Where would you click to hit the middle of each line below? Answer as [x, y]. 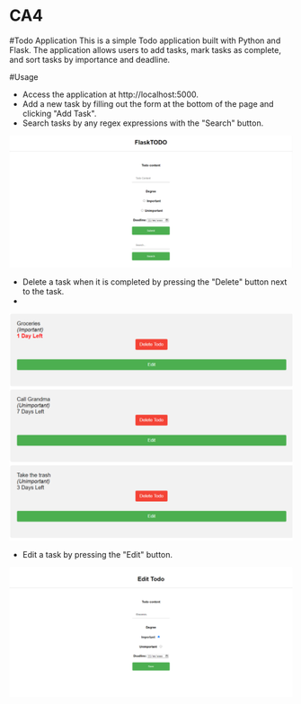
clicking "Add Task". [59, 113]
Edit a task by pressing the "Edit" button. [97, 554]
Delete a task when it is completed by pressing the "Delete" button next [155, 282]
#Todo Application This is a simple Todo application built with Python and [145, 40]
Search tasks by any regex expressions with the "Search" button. [143, 123]
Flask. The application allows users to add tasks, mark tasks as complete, [145, 49]
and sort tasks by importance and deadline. [90, 59]
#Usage [24, 76]
